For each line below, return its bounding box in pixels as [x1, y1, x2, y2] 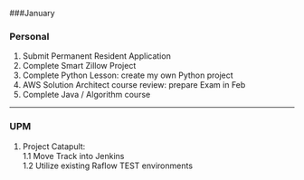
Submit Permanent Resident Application [22, 51, 172, 62]
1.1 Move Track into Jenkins [22, 150, 125, 161]
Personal [9, 30, 50, 43]
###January [9, 8, 56, 18]
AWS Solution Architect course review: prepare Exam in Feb [22, 80, 246, 90]
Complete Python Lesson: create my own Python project [22, 70, 233, 81]
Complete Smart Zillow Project [22, 61, 137, 71]
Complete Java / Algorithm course [22, 90, 151, 100]
